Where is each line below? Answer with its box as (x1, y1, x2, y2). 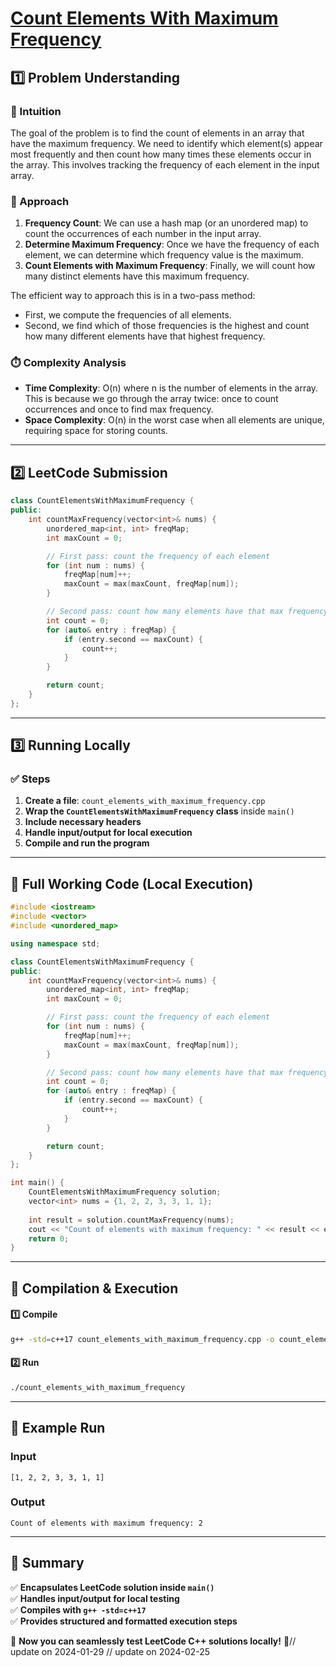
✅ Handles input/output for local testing (10, 1592, 180, 1604)
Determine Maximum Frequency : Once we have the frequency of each (24, 238, 320, 251)
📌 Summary (10, 1555, 85, 1572)
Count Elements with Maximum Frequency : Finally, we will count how (24, 260, 316, 272)
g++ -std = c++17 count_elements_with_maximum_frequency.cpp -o (10, 1334, 275, 1344)
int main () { (10, 1178, 65, 1188)
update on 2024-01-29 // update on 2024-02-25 (10, 1645, 211, 1657)
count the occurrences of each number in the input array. (24, 228, 262, 240)
